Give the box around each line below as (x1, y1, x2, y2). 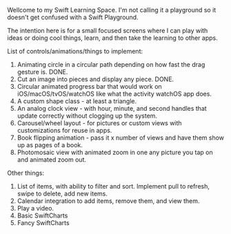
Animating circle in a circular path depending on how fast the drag (17, 61, 205, 68)
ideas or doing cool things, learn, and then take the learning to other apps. (7, 34, 219, 42)
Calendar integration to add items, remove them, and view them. (17, 197, 200, 205)
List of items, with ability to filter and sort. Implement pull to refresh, (17, 182, 210, 190)
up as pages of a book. (17, 141, 83, 149)
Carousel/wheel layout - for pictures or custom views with (17, 119, 182, 127)
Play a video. (17, 204, 54, 212)
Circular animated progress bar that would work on (17, 83, 162, 90)
